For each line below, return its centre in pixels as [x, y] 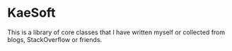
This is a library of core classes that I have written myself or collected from [116, 32]
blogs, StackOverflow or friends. [55, 39]
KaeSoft [31, 13]
